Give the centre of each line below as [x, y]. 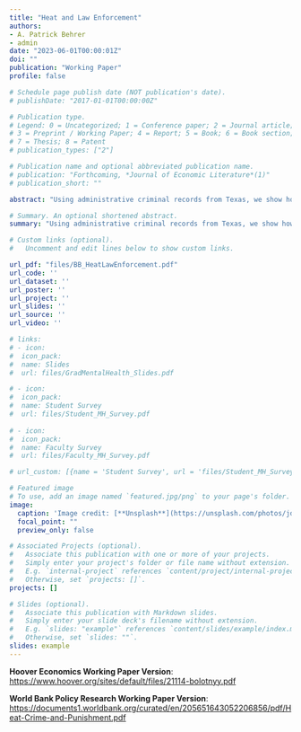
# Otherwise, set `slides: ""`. [74, 638]
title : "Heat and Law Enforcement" [76, 18]
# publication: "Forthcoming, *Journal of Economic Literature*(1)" [140, 175]
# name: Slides [39, 365]
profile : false [38, 76]
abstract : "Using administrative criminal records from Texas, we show [146, 199]
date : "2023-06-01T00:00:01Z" [66, 51]
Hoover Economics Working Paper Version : [91, 671]
